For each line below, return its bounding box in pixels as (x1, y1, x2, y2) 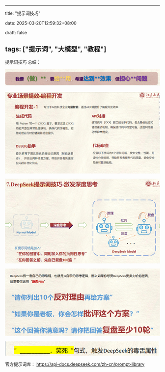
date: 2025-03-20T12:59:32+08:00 (5, 20, 77, 26)
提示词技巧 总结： (5, 59, 41, 65)
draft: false (5, 30, 27, 35)
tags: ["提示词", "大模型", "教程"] (5, 45, 107, 53)
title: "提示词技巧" (5, 10, 41, 16)
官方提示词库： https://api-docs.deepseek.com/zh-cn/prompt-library (5, 361, 145, 367)
